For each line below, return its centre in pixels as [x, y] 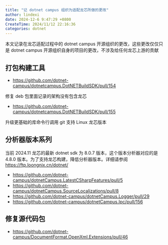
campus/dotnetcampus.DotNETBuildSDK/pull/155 [64, 112]
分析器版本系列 [29, 140]
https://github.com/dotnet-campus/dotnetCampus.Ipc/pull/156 [78, 201]
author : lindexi [22, 15]
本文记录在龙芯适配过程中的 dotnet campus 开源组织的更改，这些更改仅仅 [82, 44]
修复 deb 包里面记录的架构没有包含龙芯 [46, 96]
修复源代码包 [25, 219]
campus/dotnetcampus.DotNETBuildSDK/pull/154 [64, 85]
